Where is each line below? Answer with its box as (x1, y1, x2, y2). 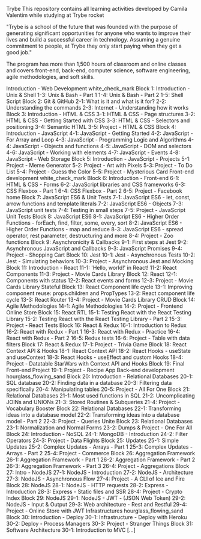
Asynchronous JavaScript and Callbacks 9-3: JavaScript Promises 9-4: (6, 245, 183, 252)
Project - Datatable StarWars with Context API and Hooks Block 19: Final (6, 360, 185, 367)
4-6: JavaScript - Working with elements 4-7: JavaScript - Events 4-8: (6, 149, 180, 156)
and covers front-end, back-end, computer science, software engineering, (6, 67, 190, 74)
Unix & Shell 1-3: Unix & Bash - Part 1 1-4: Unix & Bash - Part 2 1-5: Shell (6, 92, 184, 98)
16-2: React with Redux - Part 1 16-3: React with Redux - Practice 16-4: (6, 328, 181, 335)
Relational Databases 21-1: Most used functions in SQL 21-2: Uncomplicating (6, 392, 195, 399)
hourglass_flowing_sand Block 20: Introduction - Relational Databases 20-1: (6, 373, 193, 380)
